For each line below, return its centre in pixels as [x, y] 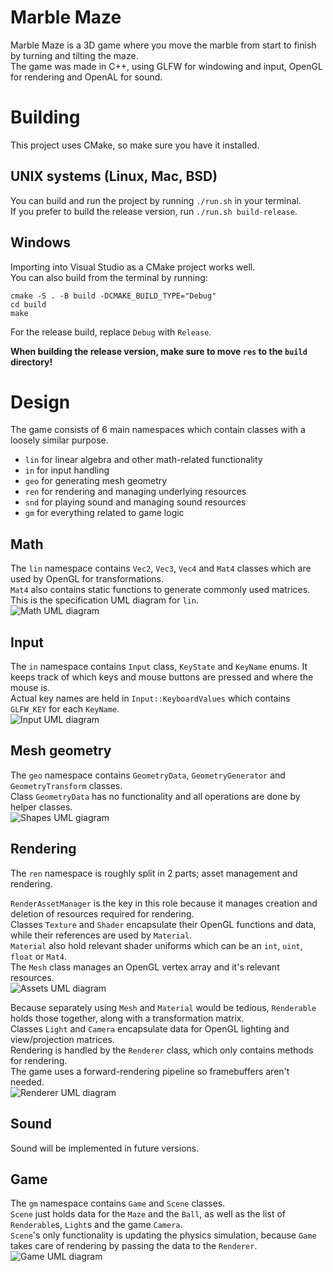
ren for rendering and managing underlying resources [135, 492]
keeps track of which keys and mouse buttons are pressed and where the [162, 677]
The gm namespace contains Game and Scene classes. [118, 1203]
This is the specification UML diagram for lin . [104, 600]
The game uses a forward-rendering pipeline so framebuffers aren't [150, 1071]
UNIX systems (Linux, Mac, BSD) [114, 176]
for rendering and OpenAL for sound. [86, 77]
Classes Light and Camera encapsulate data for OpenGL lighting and [150, 1028]
